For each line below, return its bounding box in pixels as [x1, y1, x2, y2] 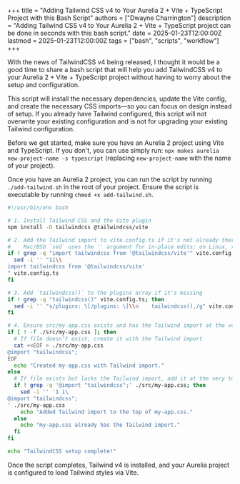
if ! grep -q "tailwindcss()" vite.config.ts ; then [7, 296, 164, 303]
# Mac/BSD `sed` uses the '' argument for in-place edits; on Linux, [7, 243, 229, 251]
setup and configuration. [7, 81, 80, 89]
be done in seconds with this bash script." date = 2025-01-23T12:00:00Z [7, 29, 222, 37]
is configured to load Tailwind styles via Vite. [7, 468, 139, 477]
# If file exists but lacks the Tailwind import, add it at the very [14, 375, 225, 383]
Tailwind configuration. [7, 125, 75, 133]
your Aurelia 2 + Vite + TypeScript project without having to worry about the [7, 73, 231, 81]
